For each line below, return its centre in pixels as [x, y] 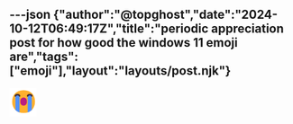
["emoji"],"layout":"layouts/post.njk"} [120, 71]
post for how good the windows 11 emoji [124, 43]
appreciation [247, 29]
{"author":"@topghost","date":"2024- [165, 15]
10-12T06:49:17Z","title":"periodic [109, 29]
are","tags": [44, 57]
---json [30, 15]
